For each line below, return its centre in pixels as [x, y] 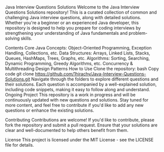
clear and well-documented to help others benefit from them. [67, 130]
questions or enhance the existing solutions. [50, 110]
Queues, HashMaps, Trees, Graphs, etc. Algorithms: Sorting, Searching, [78, 58]
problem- [138, 33]
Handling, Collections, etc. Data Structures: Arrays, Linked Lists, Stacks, [78, 53]
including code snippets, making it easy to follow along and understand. [78, 89]
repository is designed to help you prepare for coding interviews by [73, 28]
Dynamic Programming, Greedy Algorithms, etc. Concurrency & [69, 63]
